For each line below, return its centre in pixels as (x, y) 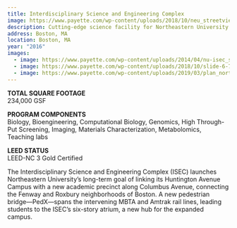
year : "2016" (26, 47)
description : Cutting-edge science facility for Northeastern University (118, 27)
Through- (210, 121)
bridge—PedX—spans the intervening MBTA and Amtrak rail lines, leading (115, 201)
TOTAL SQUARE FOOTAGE (47, 93)
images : (19, 54)
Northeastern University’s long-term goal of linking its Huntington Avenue (114, 179)
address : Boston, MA (38, 34)
